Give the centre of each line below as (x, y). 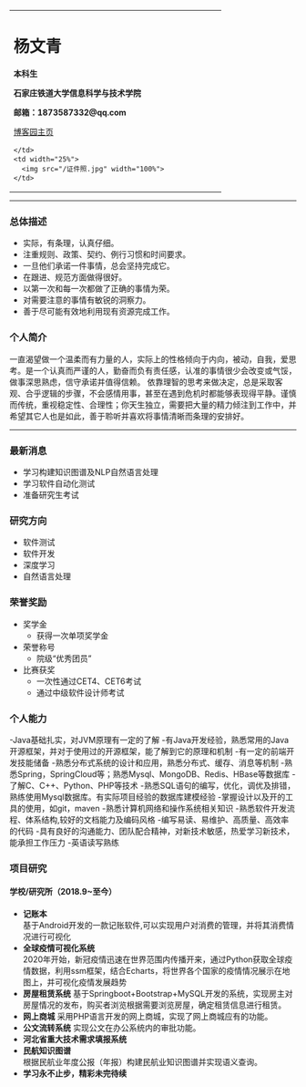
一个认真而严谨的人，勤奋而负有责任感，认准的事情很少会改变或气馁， (165, 370)
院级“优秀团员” (64, 658)
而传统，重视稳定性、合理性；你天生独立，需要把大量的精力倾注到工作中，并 (153, 404)
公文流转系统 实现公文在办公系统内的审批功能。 (112, 1028)
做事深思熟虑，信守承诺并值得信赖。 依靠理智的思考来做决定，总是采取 (142, 382)
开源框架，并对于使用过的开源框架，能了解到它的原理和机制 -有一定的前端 (148, 751)
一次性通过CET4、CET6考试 (89, 681)
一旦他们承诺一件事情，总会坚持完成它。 (98, 266)
